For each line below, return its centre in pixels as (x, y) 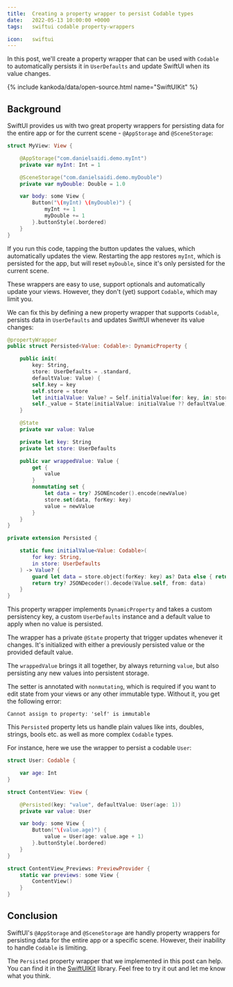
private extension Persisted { (52, 538)
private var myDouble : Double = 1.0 (73, 184)
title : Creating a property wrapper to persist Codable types (101, 14)
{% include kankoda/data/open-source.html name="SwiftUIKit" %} (103, 87)
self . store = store (60, 391)
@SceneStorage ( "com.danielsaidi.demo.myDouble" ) (91, 177)
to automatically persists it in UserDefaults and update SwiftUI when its (109, 66)
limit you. (20, 299)
